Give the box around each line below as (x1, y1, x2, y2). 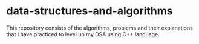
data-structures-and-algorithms (6, 4, 174, 18)
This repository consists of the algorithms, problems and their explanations (6, 24, 194, 31)
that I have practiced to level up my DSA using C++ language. (6, 30, 160, 37)
